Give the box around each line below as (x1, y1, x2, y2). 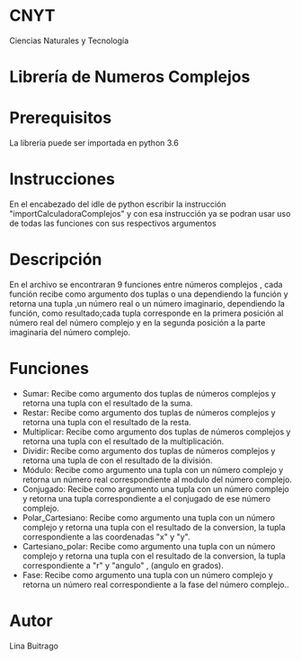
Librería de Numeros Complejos (9, 67, 251, 87)
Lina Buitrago (9, 640, 58, 651)
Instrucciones (9, 169, 115, 190)
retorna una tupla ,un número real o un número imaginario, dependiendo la (9, 298, 286, 308)
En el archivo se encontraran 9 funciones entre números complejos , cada (9, 279, 283, 290)
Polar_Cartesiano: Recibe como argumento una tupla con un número (22, 512, 276, 522)
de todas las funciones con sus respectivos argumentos (9, 218, 217, 228)
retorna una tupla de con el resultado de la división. (22, 455, 213, 466)
